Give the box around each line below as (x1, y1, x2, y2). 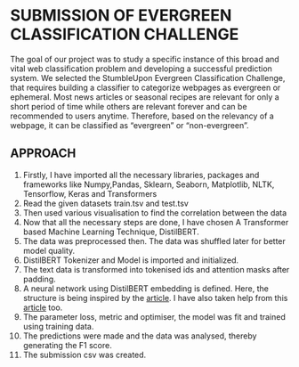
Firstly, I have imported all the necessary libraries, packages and (22, 169, 260, 180)
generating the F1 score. (22, 339, 112, 350)
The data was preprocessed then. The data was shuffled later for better (22, 235, 286, 246)
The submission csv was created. (22, 349, 147, 360)
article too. (22, 302, 63, 313)
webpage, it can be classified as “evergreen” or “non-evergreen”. (10, 119, 249, 130)
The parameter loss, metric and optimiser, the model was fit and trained (22, 311, 286, 322)
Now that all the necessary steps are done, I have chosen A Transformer (22, 216, 289, 227)
